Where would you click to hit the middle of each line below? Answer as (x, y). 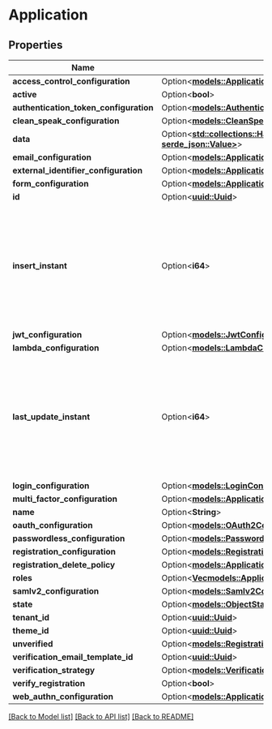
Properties (36, 45)
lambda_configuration (56, 348)
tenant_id (31, 618)
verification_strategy (54, 670)
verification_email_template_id (73, 657)
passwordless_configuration (69, 538)
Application (48, 15)
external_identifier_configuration (78, 170)
